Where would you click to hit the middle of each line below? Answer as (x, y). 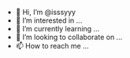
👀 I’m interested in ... (49, 20)
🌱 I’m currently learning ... (58, 29)
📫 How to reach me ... (52, 46)
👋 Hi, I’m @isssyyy (46, 12)
